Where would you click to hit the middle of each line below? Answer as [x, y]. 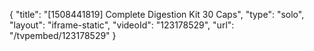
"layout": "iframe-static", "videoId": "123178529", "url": [122, 25]
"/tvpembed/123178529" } [63, 35]
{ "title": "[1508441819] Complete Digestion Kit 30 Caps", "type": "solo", [157, 14]
